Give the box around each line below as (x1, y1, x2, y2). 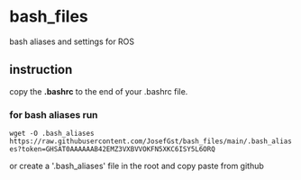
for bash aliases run (9, 108, 98, 121)
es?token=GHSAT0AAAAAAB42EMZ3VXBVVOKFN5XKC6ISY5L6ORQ (9, 145, 216, 154)
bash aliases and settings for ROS (9, 36, 135, 47)
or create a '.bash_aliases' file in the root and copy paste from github (9, 160, 264, 172)
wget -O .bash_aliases (9, 129, 95, 139)
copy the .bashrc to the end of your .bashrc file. (9, 85, 188, 96)
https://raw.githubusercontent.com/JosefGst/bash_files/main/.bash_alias (9, 137, 293, 146)
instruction (9, 62, 73, 77)
